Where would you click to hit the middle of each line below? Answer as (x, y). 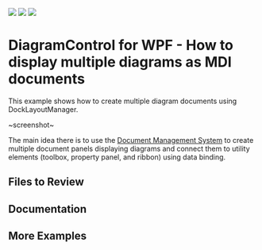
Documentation (48, 209)
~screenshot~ (31, 125)
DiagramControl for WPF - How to (121, 46)
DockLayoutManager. (43, 109)
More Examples (48, 236)
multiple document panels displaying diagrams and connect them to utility (129, 148)
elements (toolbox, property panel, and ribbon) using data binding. (117, 157)
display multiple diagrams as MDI (120, 62)
